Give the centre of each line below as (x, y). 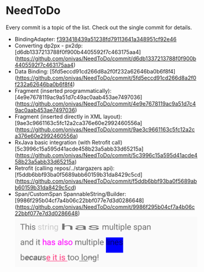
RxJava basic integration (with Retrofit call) (69, 142)
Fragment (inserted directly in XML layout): (68, 117)
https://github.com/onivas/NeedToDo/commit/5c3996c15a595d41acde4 (107, 155)
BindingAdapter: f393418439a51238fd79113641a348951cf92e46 (96, 39)
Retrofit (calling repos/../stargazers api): (65, 168)
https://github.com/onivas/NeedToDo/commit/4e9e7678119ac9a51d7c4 (106, 103)
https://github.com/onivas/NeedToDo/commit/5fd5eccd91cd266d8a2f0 (107, 78)
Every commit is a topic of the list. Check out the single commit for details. (99, 27)
